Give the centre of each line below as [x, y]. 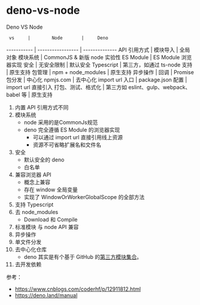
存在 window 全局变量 [51, 190]
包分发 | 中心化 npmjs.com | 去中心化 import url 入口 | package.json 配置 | [97, 80]
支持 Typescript [34, 205]
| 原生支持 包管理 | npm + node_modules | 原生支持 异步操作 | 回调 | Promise [100, 72]
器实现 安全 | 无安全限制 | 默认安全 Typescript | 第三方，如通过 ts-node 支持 [99, 65]
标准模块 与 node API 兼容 [47, 227]
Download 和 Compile [51, 219]
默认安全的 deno [44, 160]
